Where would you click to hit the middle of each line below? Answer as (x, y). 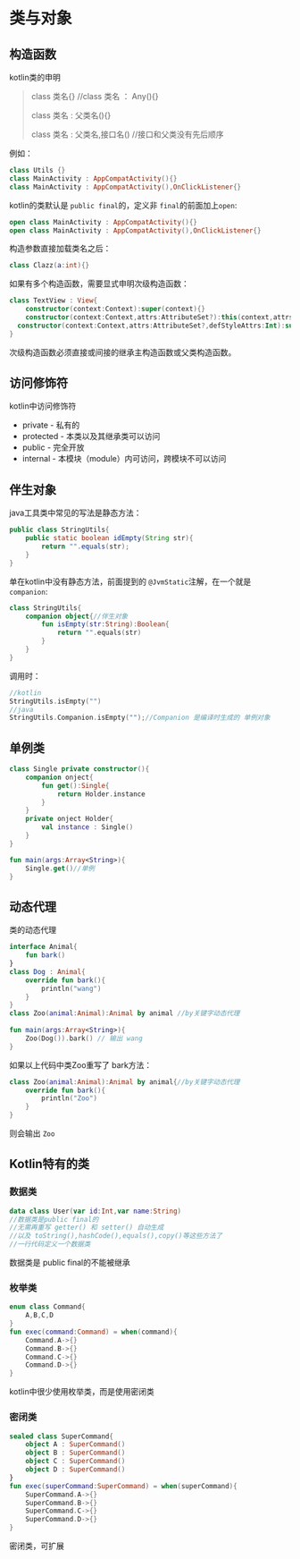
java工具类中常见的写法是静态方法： (75, 513)
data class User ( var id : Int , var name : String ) (95, 1211)
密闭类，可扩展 (37, 1546)
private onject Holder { (70, 819)
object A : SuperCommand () (75, 1445)
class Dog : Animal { (48, 971)
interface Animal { (43, 947)
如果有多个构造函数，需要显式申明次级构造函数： (99, 284)
